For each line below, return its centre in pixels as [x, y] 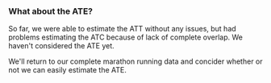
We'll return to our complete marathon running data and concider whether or [135, 61]
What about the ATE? [51, 11]
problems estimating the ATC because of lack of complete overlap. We [126, 37]
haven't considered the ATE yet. [61, 46]
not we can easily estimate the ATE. [68, 70]
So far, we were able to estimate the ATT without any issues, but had [122, 29]
